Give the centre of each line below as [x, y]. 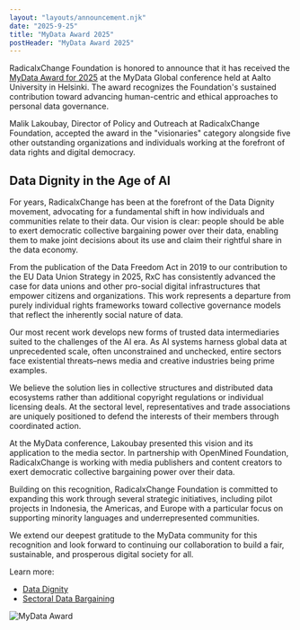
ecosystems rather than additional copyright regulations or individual [137, 398]
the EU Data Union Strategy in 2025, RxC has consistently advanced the [142, 277]
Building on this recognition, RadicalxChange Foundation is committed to [144, 489]
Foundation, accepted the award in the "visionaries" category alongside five [150, 133]
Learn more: [32, 572]
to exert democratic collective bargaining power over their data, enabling [144, 231]
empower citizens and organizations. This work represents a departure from [150, 296]
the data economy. [44, 250]
